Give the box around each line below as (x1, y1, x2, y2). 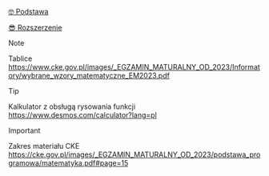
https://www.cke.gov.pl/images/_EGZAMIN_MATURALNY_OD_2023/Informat (8, 62, 260, 71)
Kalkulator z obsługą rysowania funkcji (8, 102, 136, 111)
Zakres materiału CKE (8, 142, 80, 150)
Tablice (8, 54, 33, 63)
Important (8, 126, 41, 135)
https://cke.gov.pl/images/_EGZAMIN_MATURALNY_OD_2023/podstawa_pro (8, 150, 261, 159)
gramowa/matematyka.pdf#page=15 (8, 158, 129, 167)
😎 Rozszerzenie (8, 23, 62, 32)
